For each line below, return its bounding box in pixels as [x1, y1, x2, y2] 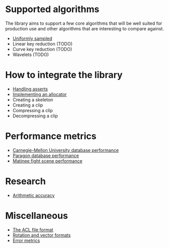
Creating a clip [12, 102, 43, 108]
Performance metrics [5, 130, 97, 142]
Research [5, 176, 46, 187]
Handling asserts [12, 86, 48, 92]
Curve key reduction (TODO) [12, 46, 72, 52]
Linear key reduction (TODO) [12, 40, 73, 46]
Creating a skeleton [12, 96, 53, 103]
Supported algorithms [5, 4, 99, 15]
